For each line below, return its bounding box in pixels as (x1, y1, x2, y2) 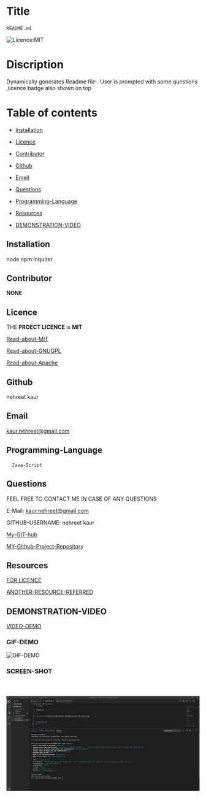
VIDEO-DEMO (6, 623, 42, 630)
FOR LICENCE (6, 577, 42, 584)
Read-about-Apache (6, 359, 58, 366)
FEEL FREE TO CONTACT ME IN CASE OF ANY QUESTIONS (6, 495, 158, 502)
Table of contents (6, 106, 98, 120)
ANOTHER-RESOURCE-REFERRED (6, 588, 94, 596)
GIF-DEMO (6, 638, 39, 647)
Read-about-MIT (6, 336, 49, 343)
